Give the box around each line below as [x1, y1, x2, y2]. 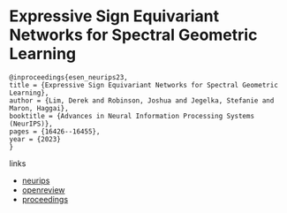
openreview [21, 184, 65, 195]
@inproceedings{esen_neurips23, [9, 72, 128, 81]
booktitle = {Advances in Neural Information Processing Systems [9, 111, 254, 120]
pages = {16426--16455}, [9, 126, 101, 136]
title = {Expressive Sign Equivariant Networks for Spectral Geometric [9, 80, 278, 89]
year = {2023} [9, 134, 62, 143]
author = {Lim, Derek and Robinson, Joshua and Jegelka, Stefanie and [9, 95, 275, 105]
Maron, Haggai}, [9, 103, 69, 112]
